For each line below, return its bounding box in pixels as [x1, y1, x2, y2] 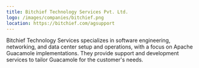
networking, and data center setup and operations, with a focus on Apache [6, 43, 194, 50]
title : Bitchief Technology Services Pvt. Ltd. [6, 8, 129, 15]
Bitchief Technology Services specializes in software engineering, [6, 37, 171, 44]
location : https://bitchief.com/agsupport [6, 20, 115, 26]
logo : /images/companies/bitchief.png [6, 15, 104, 21]
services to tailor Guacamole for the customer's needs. [6, 56, 143, 64]
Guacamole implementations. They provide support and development [6, 50, 180, 57]
